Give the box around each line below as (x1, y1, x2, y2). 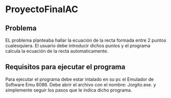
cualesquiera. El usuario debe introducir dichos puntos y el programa (5, 43, 151, 49)
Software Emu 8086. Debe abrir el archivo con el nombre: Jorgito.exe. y (5, 81, 157, 87)
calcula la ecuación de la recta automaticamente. (5, 48, 109, 54)
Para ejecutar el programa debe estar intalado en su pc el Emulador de (5, 76, 154, 82)
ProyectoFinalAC (5, 4, 78, 15)
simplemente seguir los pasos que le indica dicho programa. (5, 87, 132, 93)
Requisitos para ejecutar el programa (5, 62, 126, 72)
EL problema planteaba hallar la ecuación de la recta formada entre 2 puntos (5, 37, 166, 43)
